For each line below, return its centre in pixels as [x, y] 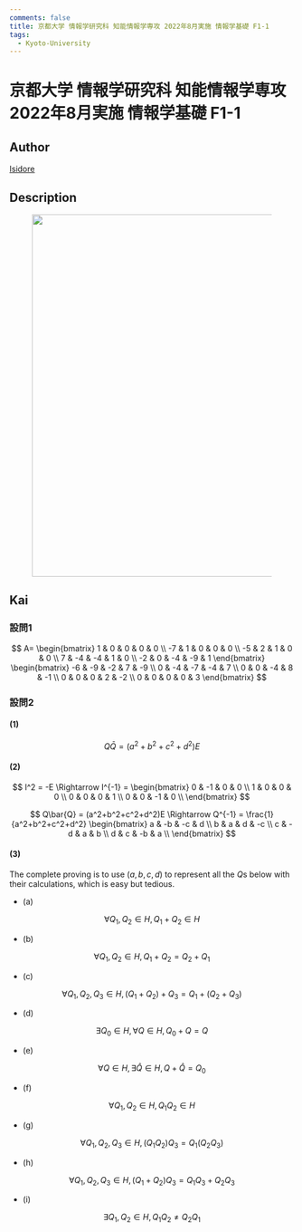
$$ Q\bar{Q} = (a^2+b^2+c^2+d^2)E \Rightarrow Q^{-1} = [137, 814]
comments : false [40, 18]
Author [29, 147]
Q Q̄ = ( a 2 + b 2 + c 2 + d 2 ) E [152, 746]
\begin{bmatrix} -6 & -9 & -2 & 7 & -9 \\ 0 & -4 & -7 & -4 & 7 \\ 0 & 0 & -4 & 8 [152, 668]
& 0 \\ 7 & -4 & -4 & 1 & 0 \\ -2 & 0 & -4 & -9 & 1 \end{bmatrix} [152, 658]
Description [43, 197]
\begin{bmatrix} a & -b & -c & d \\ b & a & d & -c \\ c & [188, 823]
